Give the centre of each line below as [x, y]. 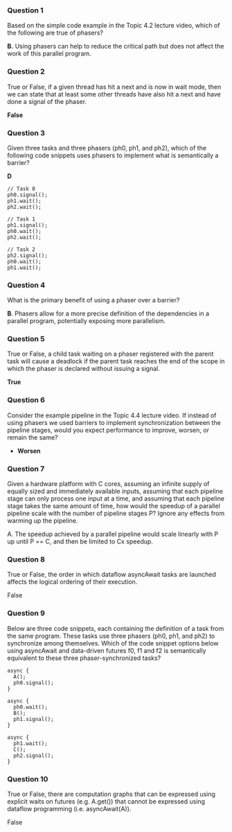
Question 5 [26, 339]
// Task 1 [21, 219]
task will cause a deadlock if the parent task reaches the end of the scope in [116, 361]
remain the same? [33, 437]
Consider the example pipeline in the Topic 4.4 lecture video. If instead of [112, 415]
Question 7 [26, 469]
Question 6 [26, 400]
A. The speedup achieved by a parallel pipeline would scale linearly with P [113, 534]
